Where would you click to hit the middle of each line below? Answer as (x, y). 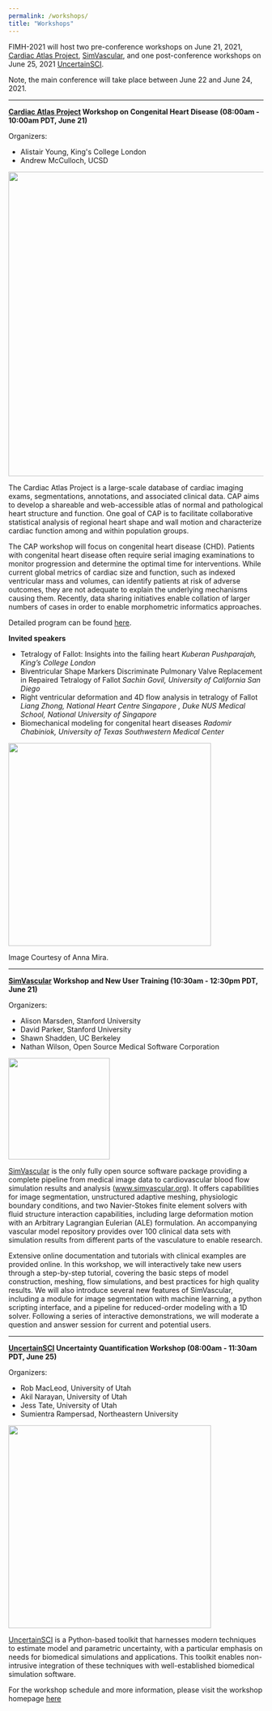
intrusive (23, 1666)
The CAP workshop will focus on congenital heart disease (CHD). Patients (132, 546)
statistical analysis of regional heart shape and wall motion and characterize (135, 522)
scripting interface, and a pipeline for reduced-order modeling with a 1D (128, 1307)
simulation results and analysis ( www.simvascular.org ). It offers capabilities (134, 1188)
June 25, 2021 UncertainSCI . (56, 64)
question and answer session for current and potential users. (110, 1325)
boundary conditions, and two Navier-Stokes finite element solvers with (128, 1205)
